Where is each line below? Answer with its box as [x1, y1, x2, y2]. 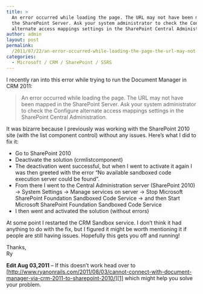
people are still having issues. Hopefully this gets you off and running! [6, 232, 180, 239]
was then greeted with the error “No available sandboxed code [14, 168, 172, 176]
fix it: [6, 138, 19, 145]
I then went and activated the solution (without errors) [14, 207, 149, 214]
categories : [6, 54, 36, 60]
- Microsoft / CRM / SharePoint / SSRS [11, 59, 112, 65]
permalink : [6, 43, 34, 49]
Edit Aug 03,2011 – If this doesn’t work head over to [6, 261, 136, 269]
